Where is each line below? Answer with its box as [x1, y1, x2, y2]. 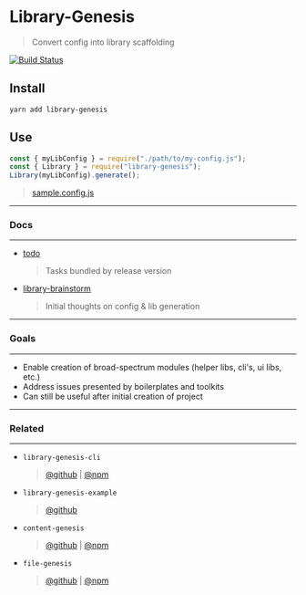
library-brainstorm [22, 283, 91, 294]
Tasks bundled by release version [45, 266, 172, 277]
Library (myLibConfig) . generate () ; [9, 171, 141, 180]
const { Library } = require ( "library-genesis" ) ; [9, 162, 202, 172]
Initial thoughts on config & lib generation [45, 301, 200, 312]
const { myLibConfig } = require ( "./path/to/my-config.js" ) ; [9, 153, 247, 163]
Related [9, 422, 45, 434]
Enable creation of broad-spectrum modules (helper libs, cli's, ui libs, [22, 361, 282, 372]
